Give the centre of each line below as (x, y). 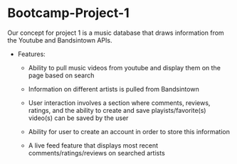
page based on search (61, 75)
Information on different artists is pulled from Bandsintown (114, 89)
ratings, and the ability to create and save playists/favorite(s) (117, 110)
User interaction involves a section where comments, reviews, (119, 103)
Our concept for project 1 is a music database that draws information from (116, 33)
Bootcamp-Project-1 (68, 13)
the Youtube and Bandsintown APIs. (60, 40)
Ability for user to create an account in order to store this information (129, 131)
